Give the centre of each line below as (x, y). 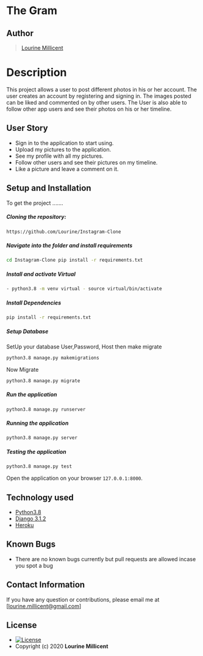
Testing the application (37, 451)
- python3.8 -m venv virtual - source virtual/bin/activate (84, 289)
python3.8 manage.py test (39, 466)
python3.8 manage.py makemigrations (53, 358)
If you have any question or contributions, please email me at (83, 599)
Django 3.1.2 (30, 518)
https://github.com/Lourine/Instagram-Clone (64, 232)
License (22, 625)
